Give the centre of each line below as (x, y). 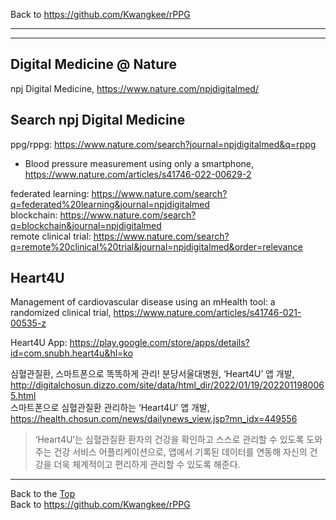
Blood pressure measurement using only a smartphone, (139, 163)
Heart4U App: (39, 343)
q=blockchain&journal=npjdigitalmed (86, 225)
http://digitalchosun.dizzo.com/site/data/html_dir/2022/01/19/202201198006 (167, 385)
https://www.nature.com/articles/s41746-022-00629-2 (138, 174)
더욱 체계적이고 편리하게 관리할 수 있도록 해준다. (147, 465)
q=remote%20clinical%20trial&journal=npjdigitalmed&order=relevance (156, 246)
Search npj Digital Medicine (98, 120)
